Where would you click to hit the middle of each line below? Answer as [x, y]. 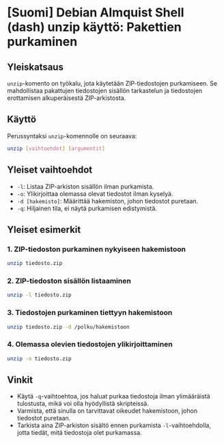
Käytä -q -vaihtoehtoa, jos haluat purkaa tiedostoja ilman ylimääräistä [113, 396]
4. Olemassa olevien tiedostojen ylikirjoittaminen [90, 344]
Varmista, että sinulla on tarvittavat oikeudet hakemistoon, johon [107, 411]
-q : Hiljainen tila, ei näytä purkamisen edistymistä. [87, 208]
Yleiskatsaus [35, 67]
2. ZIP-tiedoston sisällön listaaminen [69, 281]
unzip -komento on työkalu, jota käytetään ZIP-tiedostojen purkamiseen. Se [112, 83]
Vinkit [20, 380]
